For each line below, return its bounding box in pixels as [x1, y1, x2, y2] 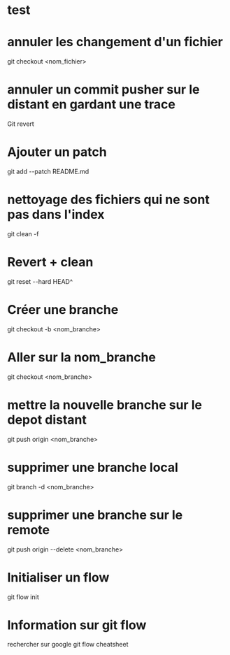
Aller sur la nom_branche [7, 350, 156, 365]
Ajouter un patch [7, 144, 107, 160]
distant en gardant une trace [7, 96, 176, 113]
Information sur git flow [7, 617, 147, 633]
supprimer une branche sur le [7, 507, 183, 523]
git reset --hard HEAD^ [7, 277, 73, 285]
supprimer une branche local [7, 459, 178, 475]
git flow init [7, 593, 40, 601]
